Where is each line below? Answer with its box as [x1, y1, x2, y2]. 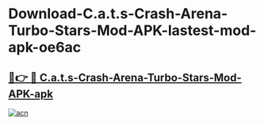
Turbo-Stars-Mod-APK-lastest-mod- [8, 21, 257, 40]
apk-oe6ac [8, 39, 82, 56]
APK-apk [8, 87, 54, 100]
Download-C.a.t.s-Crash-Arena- [8, 5, 228, 23]
